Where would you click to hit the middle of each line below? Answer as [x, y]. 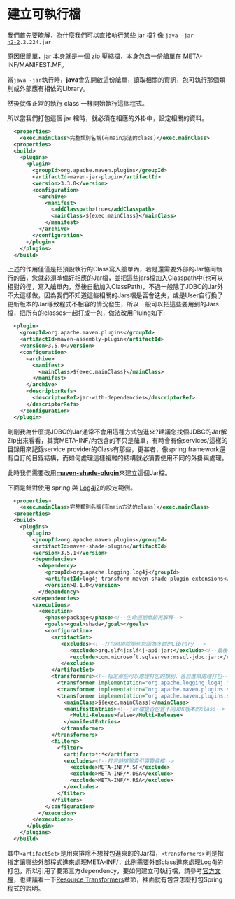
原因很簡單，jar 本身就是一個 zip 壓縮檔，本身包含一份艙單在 [94, 56]
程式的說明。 [26, 888]
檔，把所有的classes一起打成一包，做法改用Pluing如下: [86, 313]
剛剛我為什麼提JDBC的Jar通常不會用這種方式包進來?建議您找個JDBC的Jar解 [117, 432]
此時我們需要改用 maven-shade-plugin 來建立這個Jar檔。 [89, 472]
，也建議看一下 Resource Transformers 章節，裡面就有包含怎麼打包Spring [118, 879]
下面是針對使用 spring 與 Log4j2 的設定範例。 [72, 488]
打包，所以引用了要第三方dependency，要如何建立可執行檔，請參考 [105, 870]
